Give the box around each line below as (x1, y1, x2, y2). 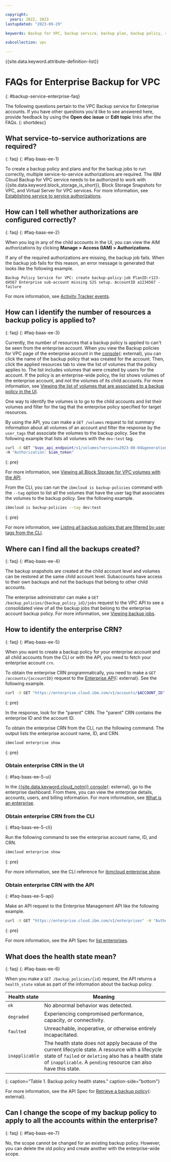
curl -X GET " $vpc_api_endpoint (5, 445, 74, 450)
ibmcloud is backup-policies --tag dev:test (5, 505, 101, 510)
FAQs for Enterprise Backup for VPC (5, 76, 160, 88)
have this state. (44, 1065, 80, 1072)
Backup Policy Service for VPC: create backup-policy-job (5, 275, 131, 280)
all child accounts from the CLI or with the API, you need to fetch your (5, 654, 152, 660)
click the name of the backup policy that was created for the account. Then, (5, 356, 164, 362)
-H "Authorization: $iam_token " (5, 450, 74, 455)
